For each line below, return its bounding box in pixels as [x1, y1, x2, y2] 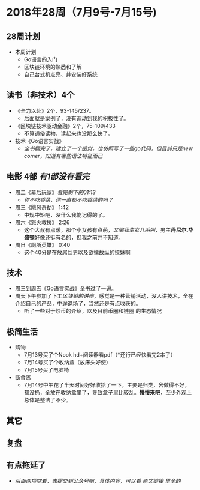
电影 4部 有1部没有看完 [6, 172, 90, 182]
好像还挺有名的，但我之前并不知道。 [34, 234, 124, 241]
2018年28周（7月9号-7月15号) [6, 5, 157, 19]
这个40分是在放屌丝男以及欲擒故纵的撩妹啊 [23, 249, 131, 256]
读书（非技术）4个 [6, 90, 75, 100]
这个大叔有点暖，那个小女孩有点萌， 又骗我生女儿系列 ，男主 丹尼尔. [23, 226, 189, 233]
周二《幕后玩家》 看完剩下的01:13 [14, 189, 96, 196]
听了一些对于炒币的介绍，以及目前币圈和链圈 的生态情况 [23, 307, 162, 315]
